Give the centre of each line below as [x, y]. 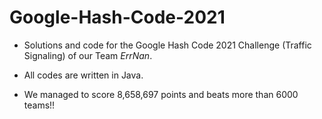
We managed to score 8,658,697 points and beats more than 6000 [161, 94]
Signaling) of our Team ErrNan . [88, 55]
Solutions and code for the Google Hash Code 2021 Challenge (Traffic [167, 45]
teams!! [39, 105]
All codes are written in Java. [83, 75]
